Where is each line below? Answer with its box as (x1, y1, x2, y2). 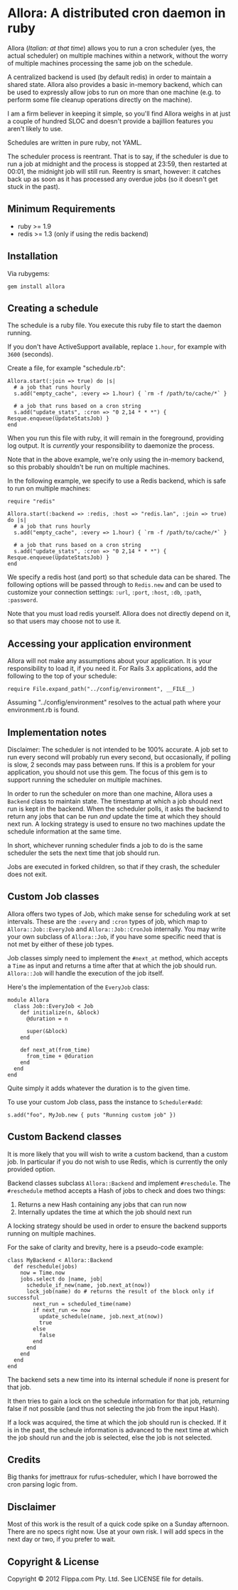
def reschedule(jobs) (13, 1263, 78, 1270)
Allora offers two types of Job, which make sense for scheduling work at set (7, 909, 231, 918)
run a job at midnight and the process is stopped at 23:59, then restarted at (7, 159, 227, 168)
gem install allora (7, 283, 65, 290)
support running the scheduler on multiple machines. (7, 776, 163, 784)
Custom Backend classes (7, 1131, 122, 1143)
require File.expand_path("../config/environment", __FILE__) (7, 686, 195, 693)
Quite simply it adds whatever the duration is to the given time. (7, 1084, 190, 1092)
